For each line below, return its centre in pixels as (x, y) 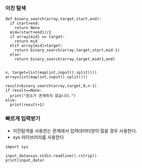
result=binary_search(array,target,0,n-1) (51, 86)
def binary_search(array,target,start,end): (53, 19)
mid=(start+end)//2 (31, 32)
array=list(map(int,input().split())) (46, 77)
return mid (26, 41)
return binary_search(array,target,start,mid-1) (67, 50)
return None (27, 28)
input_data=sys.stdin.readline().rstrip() (51, 156)
